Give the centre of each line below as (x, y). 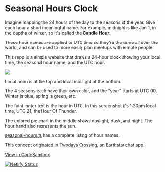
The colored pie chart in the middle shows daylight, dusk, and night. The (79, 120)
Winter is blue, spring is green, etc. (41, 96)
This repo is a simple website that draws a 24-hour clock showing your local (83, 57)
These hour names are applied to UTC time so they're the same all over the (82, 42)
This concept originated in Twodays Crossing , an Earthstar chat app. (75, 145)
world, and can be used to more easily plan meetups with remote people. (80, 47)
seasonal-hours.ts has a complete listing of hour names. (62, 135)
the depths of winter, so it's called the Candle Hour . (58, 33)
